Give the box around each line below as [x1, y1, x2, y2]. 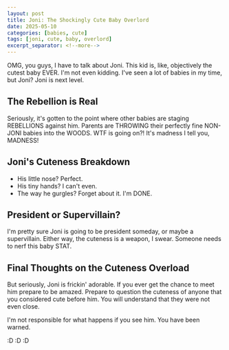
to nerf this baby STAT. [7, 242, 72, 251]
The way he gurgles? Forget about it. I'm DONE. [17, 189, 153, 197]
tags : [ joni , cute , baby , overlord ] [7, 36, 112, 43]
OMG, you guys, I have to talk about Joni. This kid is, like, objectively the [7, 61, 212, 69]
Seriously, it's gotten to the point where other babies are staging [7, 114, 189, 122]
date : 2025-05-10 [7, 23, 57, 30]
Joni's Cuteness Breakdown [7, 156, 131, 168]
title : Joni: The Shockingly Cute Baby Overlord [7, 17, 149, 23]
